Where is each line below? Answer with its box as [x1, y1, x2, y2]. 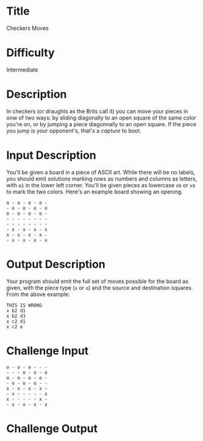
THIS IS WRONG [6, 302, 43, 309]
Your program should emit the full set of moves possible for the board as [6, 278, 189, 285]
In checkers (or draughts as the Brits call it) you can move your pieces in [6, 107, 188, 115]
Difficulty [6, 46, 55, 60]
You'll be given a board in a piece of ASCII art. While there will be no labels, [6, 168, 196, 176]
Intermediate [6, 66, 38, 73]
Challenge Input [6, 343, 89, 357]
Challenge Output [6, 421, 98, 436]
